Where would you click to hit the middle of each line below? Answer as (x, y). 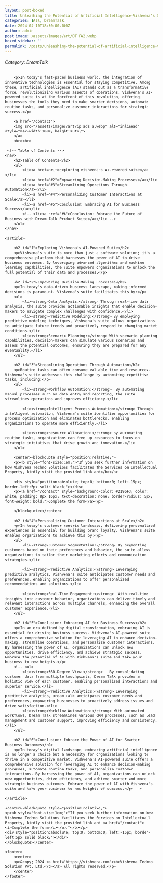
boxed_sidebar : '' (24, 41)
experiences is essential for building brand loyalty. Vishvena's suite (80, 530)
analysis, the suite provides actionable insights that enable (70, 306)
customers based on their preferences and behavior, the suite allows (78, 550)
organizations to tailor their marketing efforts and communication (76, 555)
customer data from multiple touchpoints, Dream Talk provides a (72, 676)
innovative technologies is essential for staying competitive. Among (78, 82)
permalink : (16, 46)
